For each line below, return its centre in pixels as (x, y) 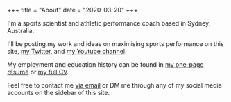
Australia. (21, 31)
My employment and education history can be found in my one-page (105, 64)
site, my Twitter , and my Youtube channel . (67, 51)
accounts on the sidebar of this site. (58, 93)
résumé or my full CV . (38, 72)
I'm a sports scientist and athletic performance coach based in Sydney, (109, 23)
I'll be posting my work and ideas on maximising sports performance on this (115, 44)
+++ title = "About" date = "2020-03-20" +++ (73, 10)
